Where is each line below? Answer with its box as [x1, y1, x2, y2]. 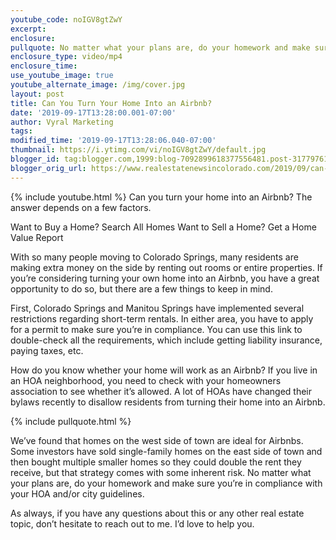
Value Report [10, 231, 64, 243]
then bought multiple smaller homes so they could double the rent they [10, 456, 302, 468]
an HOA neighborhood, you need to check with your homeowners [10, 374, 282, 386]
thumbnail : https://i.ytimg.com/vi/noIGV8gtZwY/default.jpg [10, 145, 267, 155]
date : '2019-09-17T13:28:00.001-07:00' [10, 107, 177, 118]
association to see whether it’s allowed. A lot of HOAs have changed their [10, 385, 312, 397]
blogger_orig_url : [10, 163, 87, 173]
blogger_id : [10, 154, 60, 164]
